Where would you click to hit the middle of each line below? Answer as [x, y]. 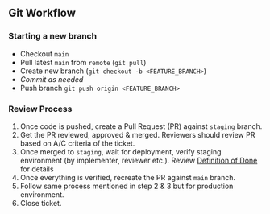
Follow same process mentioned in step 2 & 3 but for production [127, 186]
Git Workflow [42, 13]
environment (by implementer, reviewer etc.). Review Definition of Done [139, 160]
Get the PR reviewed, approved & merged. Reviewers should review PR [137, 134]
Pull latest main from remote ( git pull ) [83, 62]
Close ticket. [41, 203]
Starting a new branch [53, 36]
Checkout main [44, 53]
